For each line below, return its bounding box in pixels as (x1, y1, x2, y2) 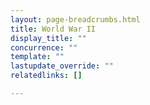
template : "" (10, 52, 65, 62)
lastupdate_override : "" (10, 61, 114, 71)
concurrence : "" (10, 42, 78, 53)
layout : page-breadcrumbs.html (10, 14, 141, 25)
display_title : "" (10, 33, 87, 43)
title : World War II (10, 24, 97, 34)
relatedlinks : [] (10, 71, 83, 81)
